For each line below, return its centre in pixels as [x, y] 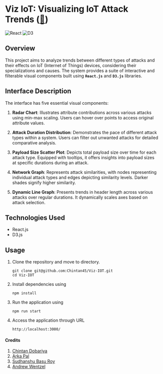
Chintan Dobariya [30, 351]
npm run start [26, 311]
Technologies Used [35, 218]
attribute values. [28, 123]
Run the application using [38, 303]
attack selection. [29, 202]
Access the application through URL [48, 320]
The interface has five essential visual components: [57, 103]
